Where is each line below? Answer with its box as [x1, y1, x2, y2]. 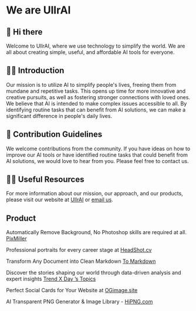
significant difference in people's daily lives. [6, 112, 113, 119]
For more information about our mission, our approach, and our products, [6, 190, 183, 197]
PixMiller [6, 235, 28, 242]
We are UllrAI [6, 4, 71, 17]
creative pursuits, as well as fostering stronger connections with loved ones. [6, 93, 191, 100]
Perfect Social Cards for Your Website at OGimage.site [6, 287, 138, 294]
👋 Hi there [6, 27, 43, 37]
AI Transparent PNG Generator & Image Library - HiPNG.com [6, 298, 153, 305]
